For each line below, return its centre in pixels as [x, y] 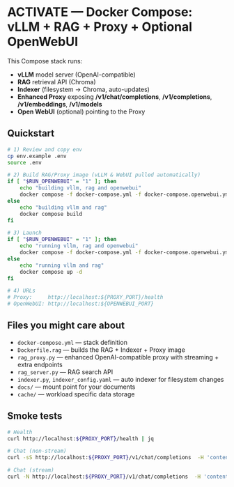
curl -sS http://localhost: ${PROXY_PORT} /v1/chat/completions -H [106, 458]
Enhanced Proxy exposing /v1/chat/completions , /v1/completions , [115, 96]
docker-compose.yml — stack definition [72, 342]
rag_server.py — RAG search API [65, 372]
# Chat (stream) [31, 470]
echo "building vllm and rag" [64, 207]
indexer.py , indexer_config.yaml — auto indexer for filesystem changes [120, 379]
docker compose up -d [51, 272]
